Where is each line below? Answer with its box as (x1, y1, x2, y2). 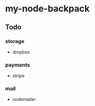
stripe (12, 73, 25, 79)
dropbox (12, 49, 30, 55)
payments (5, 61, 30, 68)
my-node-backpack (5, 3, 90, 14)
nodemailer (12, 97, 36, 103)
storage (5, 38, 25, 45)
